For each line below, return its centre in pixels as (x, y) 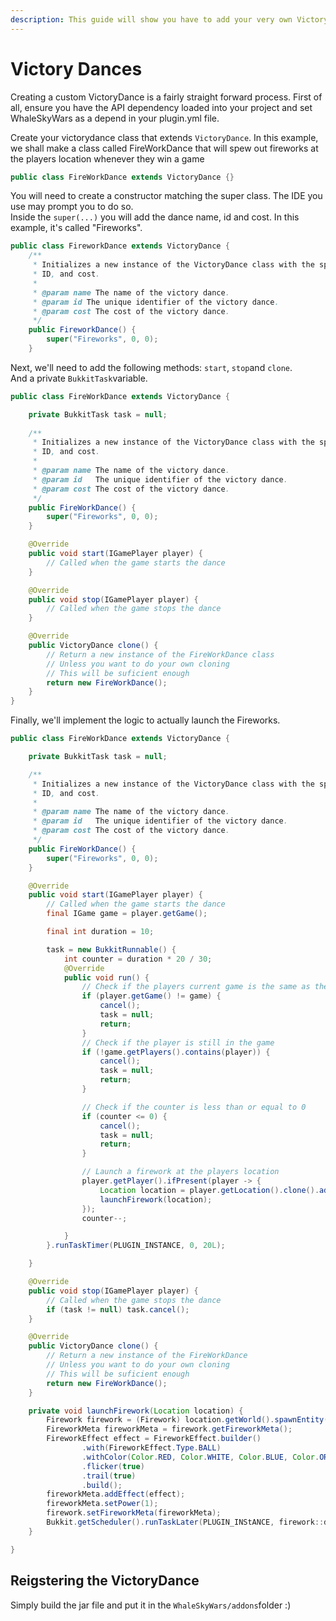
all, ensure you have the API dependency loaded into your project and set (161, 107)
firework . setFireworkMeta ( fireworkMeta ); (134, 1513)
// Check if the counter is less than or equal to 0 (194, 1107)
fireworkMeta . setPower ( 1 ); (102, 1504)
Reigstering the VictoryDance (105, 1581)
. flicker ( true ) (113, 1466)
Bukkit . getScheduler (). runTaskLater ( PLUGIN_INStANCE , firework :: (185, 1522)
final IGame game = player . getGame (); (127, 914)
